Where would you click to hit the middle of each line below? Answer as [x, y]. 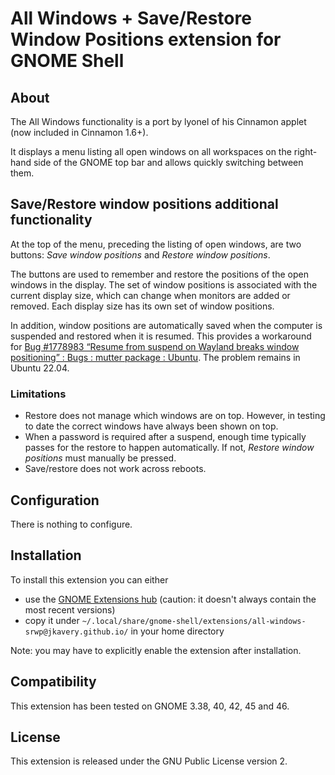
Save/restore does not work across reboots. [115, 469]
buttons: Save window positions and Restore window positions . [140, 254]
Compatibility [53, 682]
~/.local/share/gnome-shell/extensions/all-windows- [194, 621]
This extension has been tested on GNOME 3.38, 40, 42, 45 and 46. [150, 706]
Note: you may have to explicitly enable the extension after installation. [156, 650]
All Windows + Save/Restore [131, 18]
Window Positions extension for [146, 39]
